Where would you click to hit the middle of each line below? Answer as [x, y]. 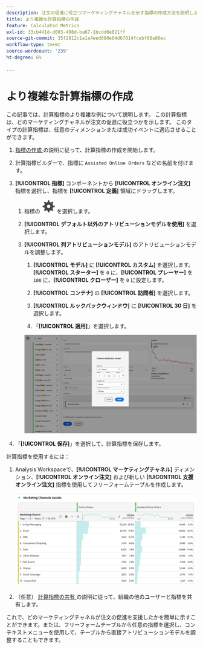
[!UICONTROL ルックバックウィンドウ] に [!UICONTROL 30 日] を [115, 305]
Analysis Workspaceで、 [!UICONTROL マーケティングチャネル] [94, 469]
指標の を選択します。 [59, 211]
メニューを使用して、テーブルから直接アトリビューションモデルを [109, 632]
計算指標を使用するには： [38, 457]
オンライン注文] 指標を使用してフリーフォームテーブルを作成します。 [101, 484]
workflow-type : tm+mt [34, 45]
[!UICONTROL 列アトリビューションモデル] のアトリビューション [105, 244]
